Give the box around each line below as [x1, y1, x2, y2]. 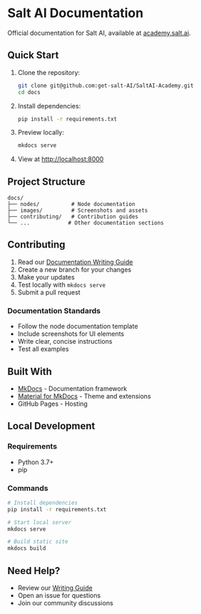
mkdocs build [7, 545, 46, 552]
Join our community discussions [17, 599, 114, 608]
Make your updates [17, 272, 75, 281]
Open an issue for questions [17, 591, 101, 600]
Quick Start [7, 49, 59, 61]
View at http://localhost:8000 [17, 155, 104, 163]
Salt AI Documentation [7, 5, 144, 21]
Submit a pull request [17, 287, 81, 297]
